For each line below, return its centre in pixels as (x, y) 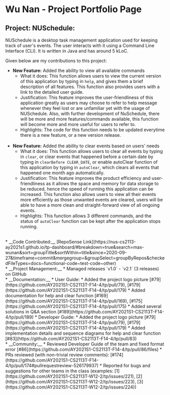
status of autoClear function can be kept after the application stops (90, 221)
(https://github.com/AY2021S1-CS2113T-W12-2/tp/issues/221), (70, 376)
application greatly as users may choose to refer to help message (89, 103)
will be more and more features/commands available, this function (89, 119)
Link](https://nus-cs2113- (109, 242)
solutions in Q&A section (31, 312)
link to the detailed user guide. (52, 92)
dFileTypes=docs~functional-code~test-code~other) (61, 263)
